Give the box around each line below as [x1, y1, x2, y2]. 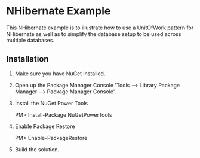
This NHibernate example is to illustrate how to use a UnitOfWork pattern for [6, 24, 194, 31]
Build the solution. [14, 145, 60, 153]
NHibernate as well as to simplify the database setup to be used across [6, 30, 181, 37]
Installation [6, 54, 49, 64]
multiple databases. [6, 37, 55, 44]
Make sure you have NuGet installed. [14, 70, 106, 77]
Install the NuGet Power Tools [14, 99, 88, 107]
